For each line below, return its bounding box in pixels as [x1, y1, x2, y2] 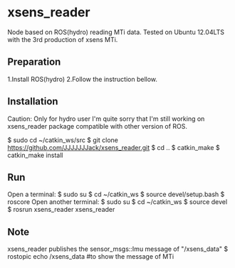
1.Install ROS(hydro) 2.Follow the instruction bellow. [7, 75, 158, 83]
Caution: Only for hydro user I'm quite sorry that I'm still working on [7, 114, 205, 123]
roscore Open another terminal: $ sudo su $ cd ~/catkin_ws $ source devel [7, 198, 228, 206]
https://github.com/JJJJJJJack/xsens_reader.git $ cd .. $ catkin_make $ [7, 143, 220, 151]
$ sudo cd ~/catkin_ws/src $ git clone [7, 136, 119, 144]
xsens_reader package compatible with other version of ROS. [7, 122, 187, 130]
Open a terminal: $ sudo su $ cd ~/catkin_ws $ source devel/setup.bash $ [7, 190, 225, 199]
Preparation [7, 56, 61, 68]
